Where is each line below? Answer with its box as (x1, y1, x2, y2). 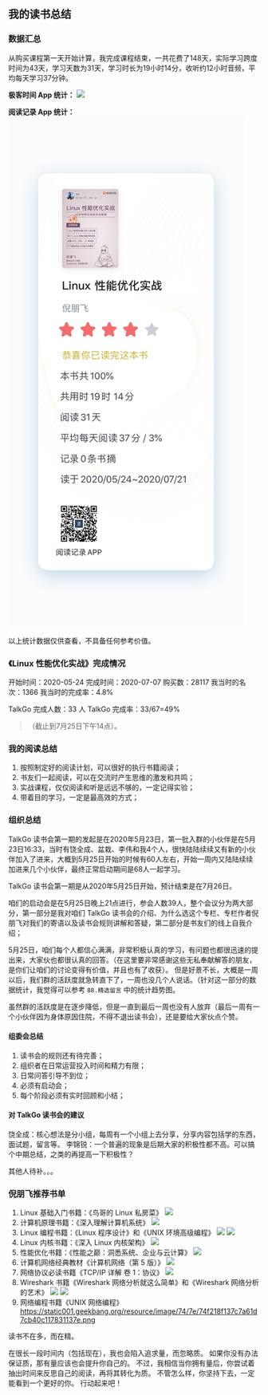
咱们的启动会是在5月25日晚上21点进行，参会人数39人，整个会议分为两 (8, 898, 239, 908)
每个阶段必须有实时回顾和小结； (19, 1090, 125, 1100)
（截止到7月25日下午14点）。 (27, 721, 122, 731)
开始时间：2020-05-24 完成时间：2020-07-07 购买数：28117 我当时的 (8, 677, 239, 687)
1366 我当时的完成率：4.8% (22, 687, 114, 696)
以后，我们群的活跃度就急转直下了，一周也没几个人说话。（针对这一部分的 (8, 975, 250, 984)
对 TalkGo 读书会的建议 (8, 1110, 85, 1120)
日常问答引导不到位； (19, 1070, 90, 1080)
